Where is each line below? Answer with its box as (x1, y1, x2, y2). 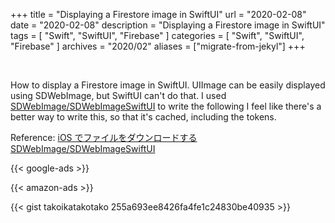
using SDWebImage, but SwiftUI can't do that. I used (10, 90, 227, 101)
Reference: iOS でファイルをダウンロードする (10, 132, 198, 143)
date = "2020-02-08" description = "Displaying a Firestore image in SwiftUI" (10, 19, 326, 31)
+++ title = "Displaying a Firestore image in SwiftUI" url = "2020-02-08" (10, 9, 307, 20)
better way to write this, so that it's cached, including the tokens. (10, 111, 277, 123)
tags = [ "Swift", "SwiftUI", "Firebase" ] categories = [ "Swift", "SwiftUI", (10, 30, 305, 41)
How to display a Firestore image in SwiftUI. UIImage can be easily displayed (10, 79, 326, 91)
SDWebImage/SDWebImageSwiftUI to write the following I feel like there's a (10, 100, 322, 112)
